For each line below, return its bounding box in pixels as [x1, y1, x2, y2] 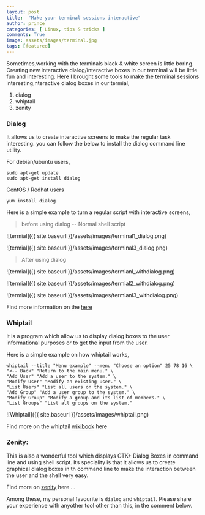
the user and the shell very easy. [6, 472, 89, 479]
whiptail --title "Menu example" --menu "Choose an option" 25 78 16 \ [6, 363, 193, 369]
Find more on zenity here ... [6, 483, 76, 491]
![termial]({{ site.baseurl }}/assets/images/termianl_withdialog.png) [6, 268, 176, 275]
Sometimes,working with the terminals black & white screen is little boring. [6, 59, 194, 67]
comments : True [6, 32, 45, 38]
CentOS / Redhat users [6, 186, 64, 193]
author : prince [6, 20, 45, 26]
